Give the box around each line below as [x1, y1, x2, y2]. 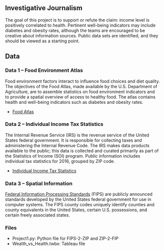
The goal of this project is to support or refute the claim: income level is [5, 17, 150, 23]
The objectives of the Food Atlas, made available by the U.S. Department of [5, 83, 158, 89]
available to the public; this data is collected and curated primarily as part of [5, 148, 159, 154]
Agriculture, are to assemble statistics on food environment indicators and [5, 89, 155, 94]
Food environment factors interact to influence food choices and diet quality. [5, 78, 160, 84]
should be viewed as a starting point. [5, 38, 80, 44]
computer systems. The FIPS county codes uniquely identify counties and [5, 202, 155, 208]
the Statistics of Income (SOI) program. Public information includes [5, 153, 140, 159]
